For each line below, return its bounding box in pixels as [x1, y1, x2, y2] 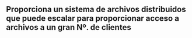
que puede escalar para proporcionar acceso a [6, 14, 180, 24]
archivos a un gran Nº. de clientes [6, 22, 131, 32]
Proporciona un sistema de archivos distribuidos [6, 5, 186, 14]
